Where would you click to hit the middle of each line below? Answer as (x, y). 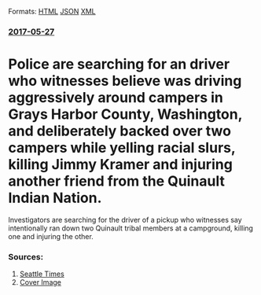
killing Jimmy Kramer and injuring (121, 165)
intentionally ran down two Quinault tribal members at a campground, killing (131, 228)
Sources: (26, 256)
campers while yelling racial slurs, (122, 148)
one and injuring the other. (51, 236)
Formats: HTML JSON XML (52, 11)
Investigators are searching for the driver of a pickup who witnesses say (125, 219)
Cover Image (40, 282)
